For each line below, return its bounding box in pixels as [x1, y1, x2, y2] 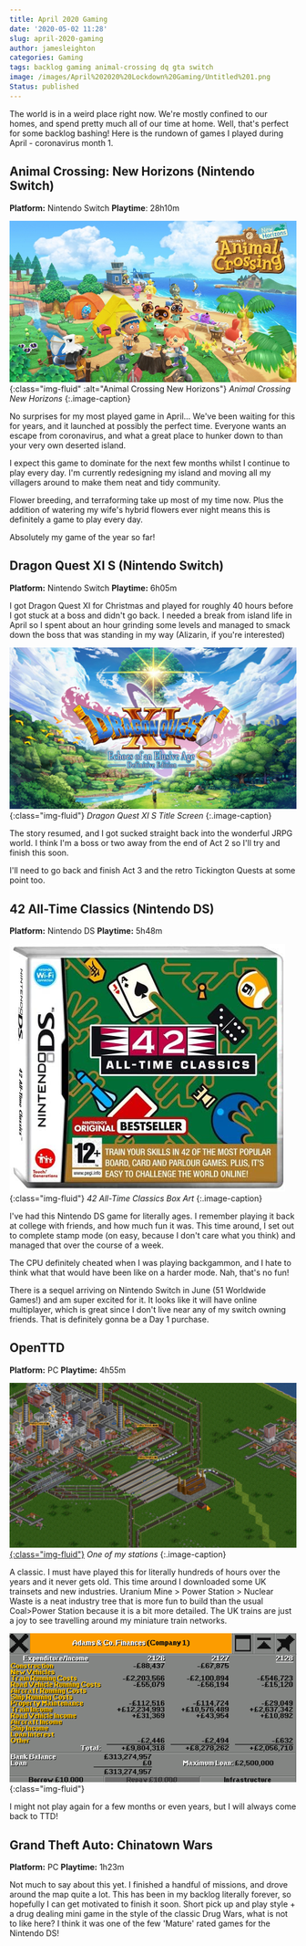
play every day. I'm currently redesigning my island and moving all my [9, 466, 271, 478]
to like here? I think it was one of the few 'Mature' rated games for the [9, 1918, 271, 1930]
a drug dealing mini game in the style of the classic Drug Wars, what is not [9, 1909, 289, 1920]
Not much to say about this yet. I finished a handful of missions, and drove [9, 1879, 289, 1890]
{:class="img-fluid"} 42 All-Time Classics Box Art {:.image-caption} [9, 1192, 262, 1204]
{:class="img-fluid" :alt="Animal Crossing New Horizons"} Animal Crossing [9, 383, 291, 394]
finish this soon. [9, 847, 69, 858]
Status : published [9, 82, 79, 91]
